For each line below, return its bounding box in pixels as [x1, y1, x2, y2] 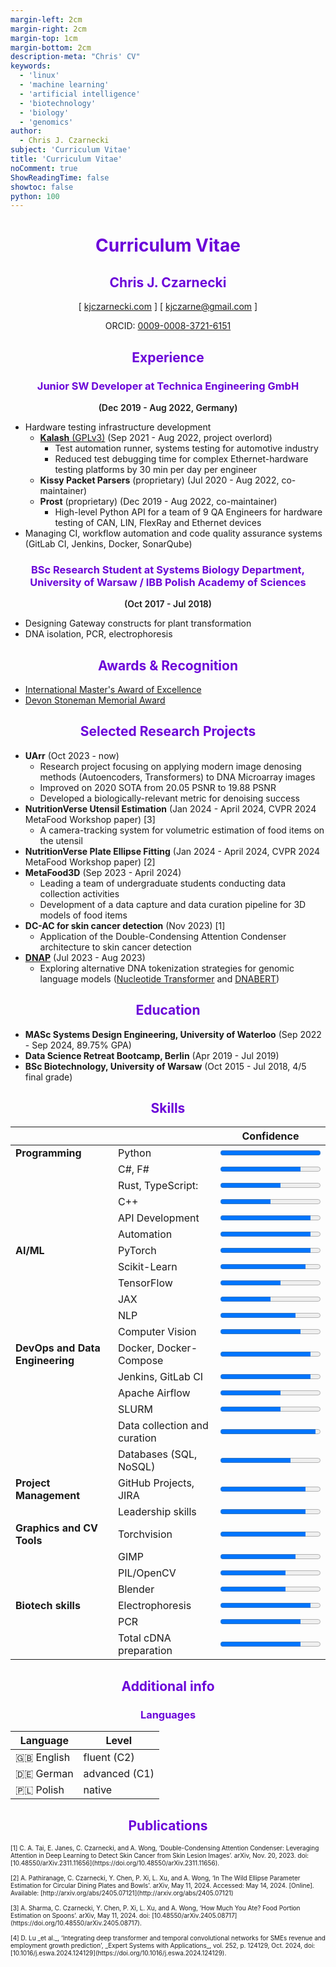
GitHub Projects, [117, 1476, 195, 1490]
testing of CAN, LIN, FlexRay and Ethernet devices [54, 516, 262, 528]
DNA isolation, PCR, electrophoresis [24, 628, 173, 640]
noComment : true [10, 163, 78, 173]
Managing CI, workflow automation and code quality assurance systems [24, 527, 323, 539]
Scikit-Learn [117, 1260, 178, 1274]
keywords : [10, 61, 52, 71]
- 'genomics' [19, 117, 74, 127]
